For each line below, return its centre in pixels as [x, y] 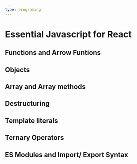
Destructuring [27, 104]
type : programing [23, 10]
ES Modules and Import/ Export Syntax [67, 155]
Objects [18, 70]
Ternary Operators [35, 138]
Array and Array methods [46, 87]
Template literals [32, 121]
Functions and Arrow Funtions [53, 53]
